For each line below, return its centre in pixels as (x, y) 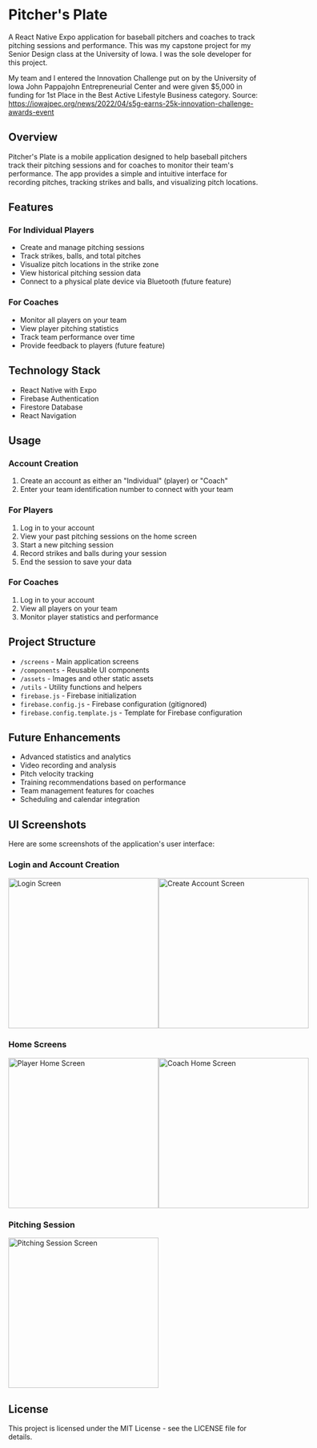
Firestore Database (51, 407)
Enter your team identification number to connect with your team (126, 490)
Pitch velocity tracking (57, 774)
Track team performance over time (77, 337)
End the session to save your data (76, 562)
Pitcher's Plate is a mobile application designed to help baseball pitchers (128, 156)
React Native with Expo (58, 389)
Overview (33, 137)
